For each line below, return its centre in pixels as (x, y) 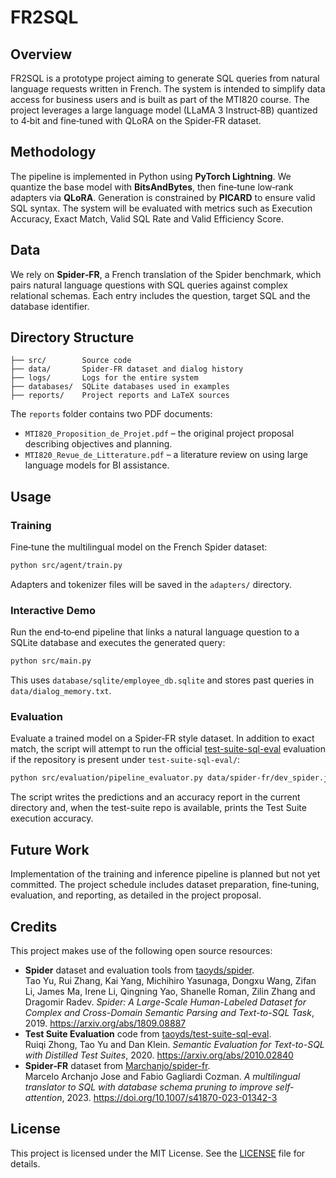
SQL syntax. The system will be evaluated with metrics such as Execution (161, 208)
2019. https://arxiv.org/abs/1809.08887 (105, 1023)
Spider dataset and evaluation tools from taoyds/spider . (139, 970)
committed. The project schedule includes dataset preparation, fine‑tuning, (165, 885)
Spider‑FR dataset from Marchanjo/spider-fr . (117, 1065)
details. (25, 1163)
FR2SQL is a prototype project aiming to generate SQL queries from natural (165, 78)
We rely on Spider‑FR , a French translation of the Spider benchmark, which (166, 274)
